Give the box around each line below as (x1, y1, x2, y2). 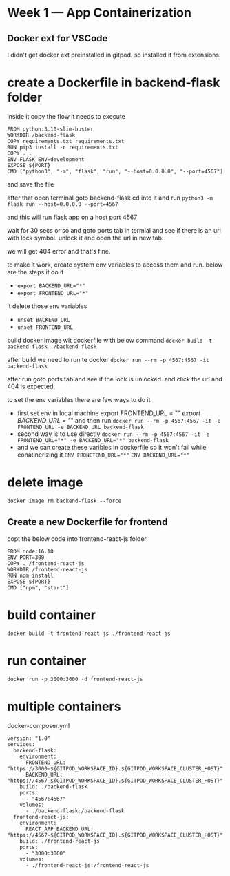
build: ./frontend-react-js (19, 837, 100, 844)
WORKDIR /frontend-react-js (7, 566, 88, 573)
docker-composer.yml (7, 721, 70, 730)
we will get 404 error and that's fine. (7, 247, 111, 255)
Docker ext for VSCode (7, 32, 108, 44)
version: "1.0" (7, 734, 51, 742)
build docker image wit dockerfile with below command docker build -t (7, 336, 212, 344)
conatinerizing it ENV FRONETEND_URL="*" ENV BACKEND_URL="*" (17, 450, 190, 459)
